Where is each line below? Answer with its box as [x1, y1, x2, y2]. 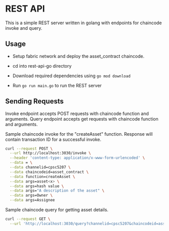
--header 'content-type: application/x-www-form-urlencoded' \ [10, 155, 145, 160]
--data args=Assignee [10, 198, 55, 203]
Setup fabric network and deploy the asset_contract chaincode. [12, 53, 145, 59]
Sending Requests [5, 97, 64, 106]
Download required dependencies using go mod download [12, 73, 131, 79]
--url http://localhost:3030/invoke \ [10, 151, 92, 156]
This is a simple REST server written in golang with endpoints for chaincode [5, 20, 162, 26]
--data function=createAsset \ [10, 174, 75, 179]
